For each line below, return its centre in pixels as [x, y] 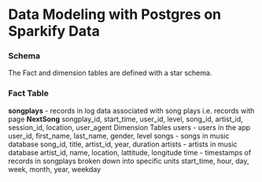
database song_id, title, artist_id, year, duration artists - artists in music [123, 144]
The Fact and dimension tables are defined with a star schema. [110, 73]
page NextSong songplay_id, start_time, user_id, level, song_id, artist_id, [126, 119]
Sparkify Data [54, 31]
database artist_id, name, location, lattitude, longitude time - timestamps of [130, 152]
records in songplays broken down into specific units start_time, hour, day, [129, 161]
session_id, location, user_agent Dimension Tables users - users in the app [129, 127]
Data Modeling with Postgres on [115, 15]
